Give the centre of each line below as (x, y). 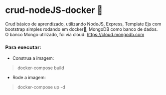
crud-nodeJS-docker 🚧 (54, 10)
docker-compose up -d (41, 87)
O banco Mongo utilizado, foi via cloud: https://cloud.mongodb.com (75, 34)
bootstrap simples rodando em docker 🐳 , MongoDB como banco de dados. (82, 29)
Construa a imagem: (33, 58)
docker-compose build (41, 68)
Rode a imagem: (29, 78)
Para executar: (23, 47)
